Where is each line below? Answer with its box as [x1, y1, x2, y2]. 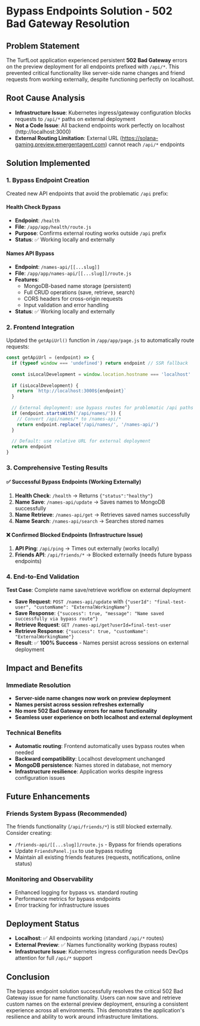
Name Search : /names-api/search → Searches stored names [14, 517, 164, 525]
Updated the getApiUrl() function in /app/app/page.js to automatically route [6, 337, 195, 344]
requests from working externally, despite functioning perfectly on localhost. [6, 76, 195, 83]
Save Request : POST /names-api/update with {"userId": [14, 598, 152, 605]
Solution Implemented [6, 158, 91, 168]
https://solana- [121, 134, 159, 141]
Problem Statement [6, 41, 80, 51]
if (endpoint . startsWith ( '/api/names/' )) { [11, 410, 121, 416]
